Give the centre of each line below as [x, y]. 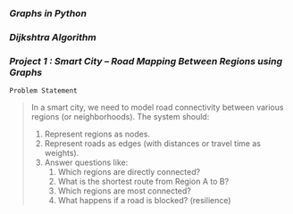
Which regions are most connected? [125, 191]
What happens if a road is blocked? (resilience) [144, 201]
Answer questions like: [86, 162]
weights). [62, 153]
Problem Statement [43, 91]
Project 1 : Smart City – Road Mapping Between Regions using [146, 61]
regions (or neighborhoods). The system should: [120, 117]
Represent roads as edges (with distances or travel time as [153, 144]
